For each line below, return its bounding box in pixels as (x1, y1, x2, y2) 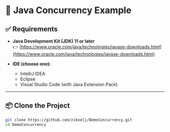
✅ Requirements (5, 25, 58, 33)
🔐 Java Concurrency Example (5, 5, 132, 16)
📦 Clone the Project (5, 101, 70, 110)
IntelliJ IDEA (20, 71, 46, 76)
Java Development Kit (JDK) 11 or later (12, 38, 95, 44)
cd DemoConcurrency (5, 122, 47, 127)
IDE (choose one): (12, 61, 51, 67)
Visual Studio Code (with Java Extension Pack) (20, 81, 118, 87)
